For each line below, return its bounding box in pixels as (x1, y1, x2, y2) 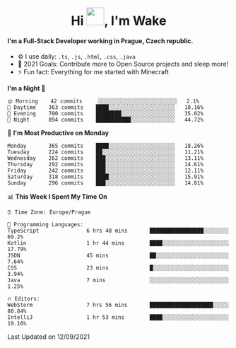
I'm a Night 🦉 (7, 84, 46, 93)
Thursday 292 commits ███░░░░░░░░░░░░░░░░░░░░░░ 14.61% (7, 161, 203, 168)
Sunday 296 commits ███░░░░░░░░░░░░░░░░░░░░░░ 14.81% (7, 180, 203, 187)
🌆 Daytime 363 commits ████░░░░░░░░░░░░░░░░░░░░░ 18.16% (7, 104, 203, 111)
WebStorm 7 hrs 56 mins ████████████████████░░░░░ (7, 301, 230, 309)
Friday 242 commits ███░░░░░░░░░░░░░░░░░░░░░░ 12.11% (7, 167, 203, 175)
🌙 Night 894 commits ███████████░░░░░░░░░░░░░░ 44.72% (7, 117, 203, 124)
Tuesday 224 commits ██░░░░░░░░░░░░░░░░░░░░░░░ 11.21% (7, 149, 203, 156)
